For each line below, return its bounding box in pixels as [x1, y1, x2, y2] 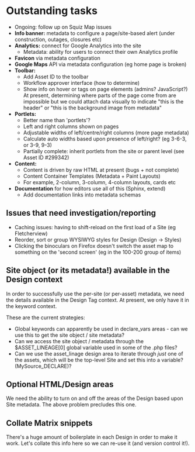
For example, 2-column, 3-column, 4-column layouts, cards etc [23, 178, 176, 185]
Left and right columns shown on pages [23, 123, 119, 130]
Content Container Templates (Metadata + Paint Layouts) [23, 172, 161, 180]
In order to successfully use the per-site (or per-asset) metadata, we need [6, 290, 184, 297]
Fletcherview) [14, 230, 48, 237]
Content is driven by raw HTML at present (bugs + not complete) [23, 166, 179, 173]
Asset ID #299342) [23, 154, 69, 161]
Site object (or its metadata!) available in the [6, 265, 170, 275]
